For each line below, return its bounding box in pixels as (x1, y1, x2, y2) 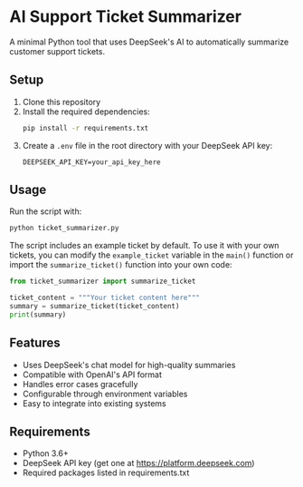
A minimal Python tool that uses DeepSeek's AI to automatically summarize (9, 36, 289, 47)
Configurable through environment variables (22, 388, 188, 399)
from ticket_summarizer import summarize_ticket (9, 277, 196, 287)
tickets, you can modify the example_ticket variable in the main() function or (9, 249, 294, 260)
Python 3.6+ (22, 448, 70, 459)
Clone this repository (22, 96, 101, 107)
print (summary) (9, 310, 67, 319)
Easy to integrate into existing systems (22, 397, 166, 409)
